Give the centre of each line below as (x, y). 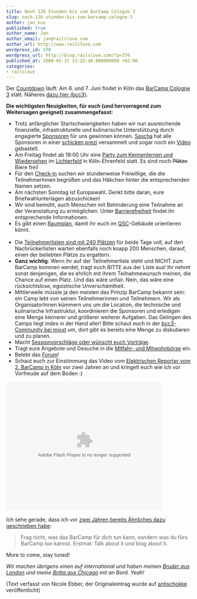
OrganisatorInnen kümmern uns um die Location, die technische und (98, 305)
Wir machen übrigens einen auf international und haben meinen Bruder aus (98, 566)
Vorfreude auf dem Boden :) (49, 373)
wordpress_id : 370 (29, 50)
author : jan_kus (26, 22)
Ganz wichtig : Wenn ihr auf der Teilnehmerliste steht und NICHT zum (99, 261)
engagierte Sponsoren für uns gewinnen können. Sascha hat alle (93, 136)
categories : (21, 66)
